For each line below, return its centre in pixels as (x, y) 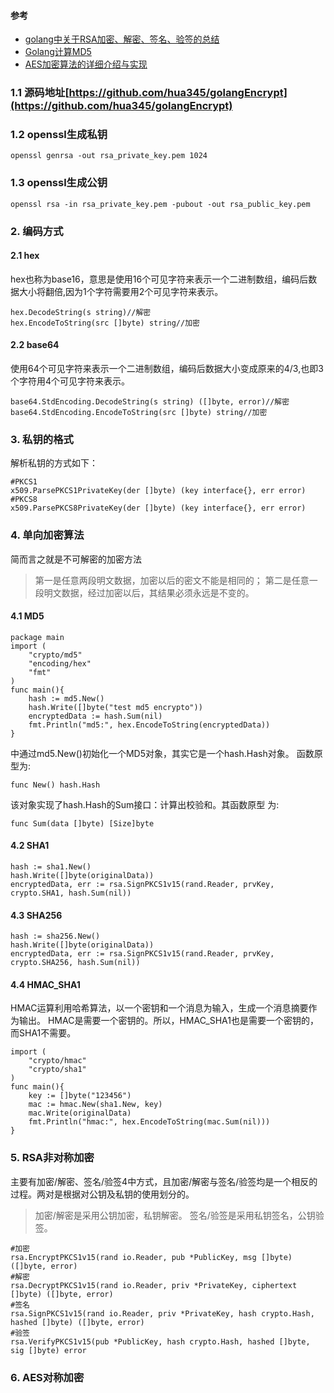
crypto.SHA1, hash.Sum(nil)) (71, 893)
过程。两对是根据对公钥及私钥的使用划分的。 (102, 1194)
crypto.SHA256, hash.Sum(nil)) (75, 963)
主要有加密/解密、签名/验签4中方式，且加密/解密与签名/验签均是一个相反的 (164, 1181)
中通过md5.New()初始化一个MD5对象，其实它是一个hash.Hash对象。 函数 (162, 753)
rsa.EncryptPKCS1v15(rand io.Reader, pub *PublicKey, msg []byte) (151, 1257)
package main (37, 637)
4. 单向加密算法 (47, 535)
